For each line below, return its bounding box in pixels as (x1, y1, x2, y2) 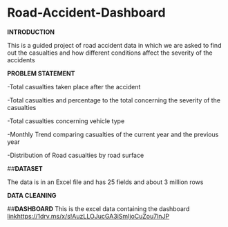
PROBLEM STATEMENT (7, 69, 75, 78)
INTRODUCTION (7, 28, 55, 36)
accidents (7, 55, 36, 64)
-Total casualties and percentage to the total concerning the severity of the (7, 96, 221, 105)
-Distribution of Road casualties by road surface (7, 151, 144, 159)
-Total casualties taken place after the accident (7, 82, 141, 91)
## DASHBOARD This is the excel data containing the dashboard (7, 204, 190, 212)
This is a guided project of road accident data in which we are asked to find (7, 41, 222, 49)
